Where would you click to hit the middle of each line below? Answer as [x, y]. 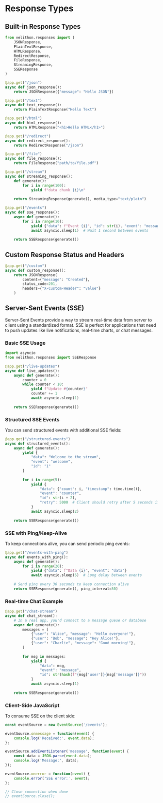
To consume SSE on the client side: [41, 716]
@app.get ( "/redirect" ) [28, 136]
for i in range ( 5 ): [42, 480]
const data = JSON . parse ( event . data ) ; [53, 756]
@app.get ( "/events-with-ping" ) [37, 552]
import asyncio [20, 353]
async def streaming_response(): [39, 176]
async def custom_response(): [36, 270]
